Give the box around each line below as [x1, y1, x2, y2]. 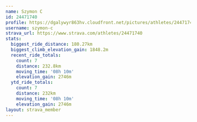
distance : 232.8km [16, 63, 61, 69]
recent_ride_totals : [11, 52, 61, 58]
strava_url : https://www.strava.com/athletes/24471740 [5, 30, 143, 36]
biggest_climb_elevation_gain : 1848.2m [11, 47, 109, 53]
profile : [5, 19, 27, 25]
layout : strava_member [5, 107, 61, 113]
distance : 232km [16, 90, 56, 96]
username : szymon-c [5, 25, 54, 31]
